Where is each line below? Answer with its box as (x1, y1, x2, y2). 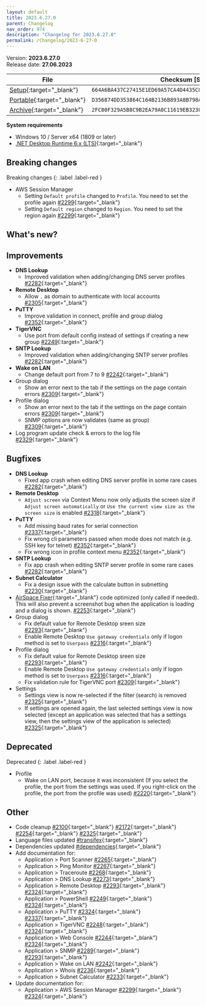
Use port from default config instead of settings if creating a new (24, 332, 189, 339)
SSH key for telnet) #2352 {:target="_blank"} (24, 541, 137, 549)
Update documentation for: (15, 980, 84, 987)
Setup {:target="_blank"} (9, 86, 78, 94)
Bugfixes (6, 454, 42, 464)
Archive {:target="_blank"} (9, 105, 84, 114)
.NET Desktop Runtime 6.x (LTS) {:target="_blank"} (15, 140, 143, 147)
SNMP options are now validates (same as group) (24, 416, 150, 424)
